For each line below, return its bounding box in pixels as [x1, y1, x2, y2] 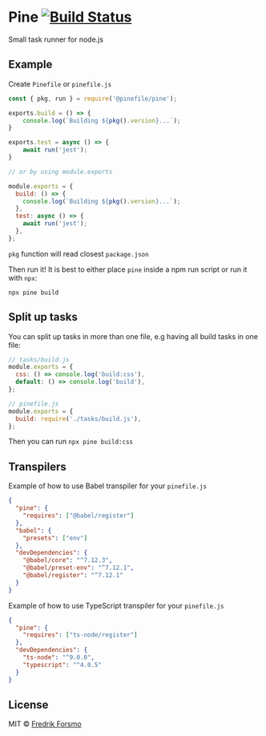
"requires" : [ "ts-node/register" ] [22, 631, 138, 639]
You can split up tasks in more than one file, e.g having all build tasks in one [8, 331, 259, 341]
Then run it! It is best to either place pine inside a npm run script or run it [8, 265, 248, 274]
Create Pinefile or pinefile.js [8, 79, 112, 88]
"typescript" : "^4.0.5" [22, 661, 103, 669]
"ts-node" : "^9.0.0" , [22, 653, 95, 661]
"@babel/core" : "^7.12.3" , [22, 556, 113, 564]
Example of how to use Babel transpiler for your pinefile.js [8, 481, 207, 491]
